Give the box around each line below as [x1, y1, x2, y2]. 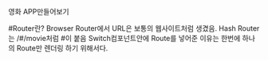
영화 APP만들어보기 [8, 7, 69, 16]
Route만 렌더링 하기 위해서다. [16, 43, 108, 53]
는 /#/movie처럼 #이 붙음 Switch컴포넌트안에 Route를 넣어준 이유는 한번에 [8, 34, 241, 43]
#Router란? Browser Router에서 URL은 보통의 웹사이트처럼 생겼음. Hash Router [8, 24, 260, 33]
